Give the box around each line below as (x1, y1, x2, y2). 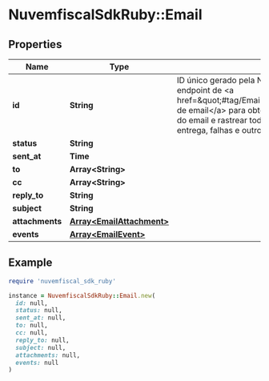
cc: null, (15, 329, 48, 337)
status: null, (15, 307, 62, 315)
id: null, (15, 299, 48, 307)
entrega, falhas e (176, 125, 240, 135)
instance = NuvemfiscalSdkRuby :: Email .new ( (8, 291, 156, 299)
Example (8, 256, 53, 270)
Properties (8, 38, 62, 51)
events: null (15, 359, 59, 367)
